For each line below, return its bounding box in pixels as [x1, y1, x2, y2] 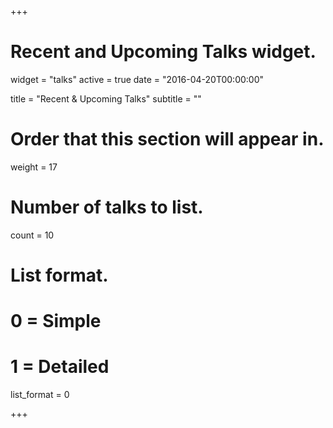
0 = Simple [10, 310, 102, 333]
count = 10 [10, 229, 55, 241]
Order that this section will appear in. [10, 128, 325, 151]
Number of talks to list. [10, 196, 204, 219]
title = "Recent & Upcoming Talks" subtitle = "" [10, 92, 202, 105]
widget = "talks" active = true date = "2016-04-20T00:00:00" [10, 73, 265, 85]
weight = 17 [10, 161, 58, 173]
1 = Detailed [10, 356, 110, 378]
